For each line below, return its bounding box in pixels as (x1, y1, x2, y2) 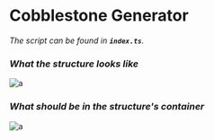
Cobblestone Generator (9, 5, 189, 26)
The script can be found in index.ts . (9, 35, 145, 46)
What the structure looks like (9, 57, 139, 70)
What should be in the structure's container (9, 101, 205, 113)
